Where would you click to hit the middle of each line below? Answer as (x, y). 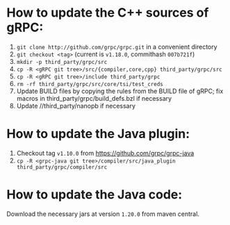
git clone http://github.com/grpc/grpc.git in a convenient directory (117, 47)
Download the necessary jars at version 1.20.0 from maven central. (103, 214)
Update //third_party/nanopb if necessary (76, 106)
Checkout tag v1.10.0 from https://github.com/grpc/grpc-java (105, 153)
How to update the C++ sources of (108, 13)
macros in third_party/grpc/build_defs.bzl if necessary (94, 98)
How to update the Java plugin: (98, 134)
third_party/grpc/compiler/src (62, 167)
